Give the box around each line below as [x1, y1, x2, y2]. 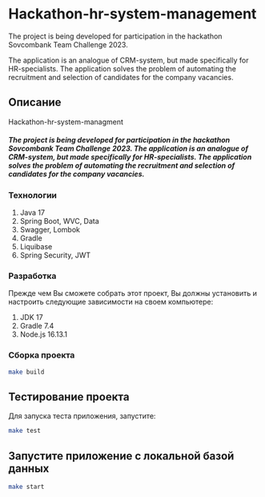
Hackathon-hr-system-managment [8, 117, 124, 127]
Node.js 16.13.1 [19, 329, 68, 339]
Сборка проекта [8, 350, 75, 361]
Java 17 [19, 208, 46, 217]
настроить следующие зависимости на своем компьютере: [8, 297, 214, 307]
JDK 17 [19, 313, 43, 322]
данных [8, 462, 50, 475]
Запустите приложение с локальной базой [8, 449, 235, 463]
